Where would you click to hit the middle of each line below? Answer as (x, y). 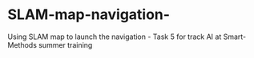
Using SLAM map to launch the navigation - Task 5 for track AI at (115, 37)
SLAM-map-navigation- (89, 15)
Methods (22, 44)
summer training (65, 44)
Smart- (235, 37)
